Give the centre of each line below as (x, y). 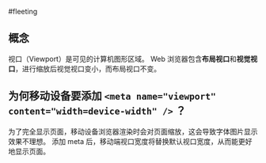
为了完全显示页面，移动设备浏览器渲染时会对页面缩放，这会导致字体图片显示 (133, 131)
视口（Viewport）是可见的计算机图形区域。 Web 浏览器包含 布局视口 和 (123, 59)
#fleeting (23, 11)
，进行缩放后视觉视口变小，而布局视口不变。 (88, 68)
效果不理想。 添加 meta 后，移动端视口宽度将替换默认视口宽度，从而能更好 (130, 141)
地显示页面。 (29, 151)
